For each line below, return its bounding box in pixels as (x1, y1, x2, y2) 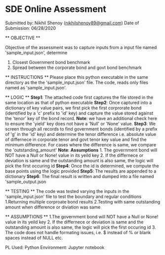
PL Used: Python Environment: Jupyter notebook (5, 244, 105, 250)
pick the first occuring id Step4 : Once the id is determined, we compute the (5, 163, 159, 169)
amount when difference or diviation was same (5, 204, 101, 210)
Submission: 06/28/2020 (5, 25, 56, 31)
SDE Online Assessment (5, 3, 107, 15)
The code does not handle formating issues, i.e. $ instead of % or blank (5, 229, 151, 235)
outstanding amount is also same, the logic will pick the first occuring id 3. (5, 224, 157, 230)
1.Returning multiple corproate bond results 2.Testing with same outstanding (5, 198, 161, 204)
